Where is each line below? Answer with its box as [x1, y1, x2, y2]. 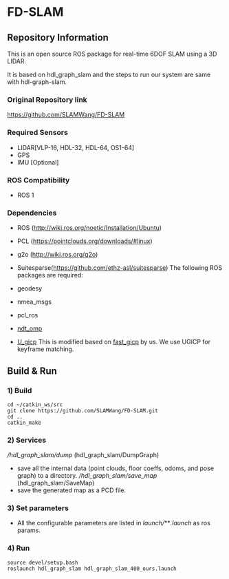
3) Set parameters [7, 503, 69, 513]
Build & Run [7, 365, 57, 377]
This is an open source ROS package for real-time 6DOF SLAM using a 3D [7, 50, 217, 58]
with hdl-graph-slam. [7, 78, 67, 86]
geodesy [17, 284, 43, 293]
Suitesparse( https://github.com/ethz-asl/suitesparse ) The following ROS [17, 264, 222, 272]
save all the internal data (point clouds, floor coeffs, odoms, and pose [17, 464, 215, 472]
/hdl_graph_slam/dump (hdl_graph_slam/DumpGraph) [7, 451, 160, 459]
